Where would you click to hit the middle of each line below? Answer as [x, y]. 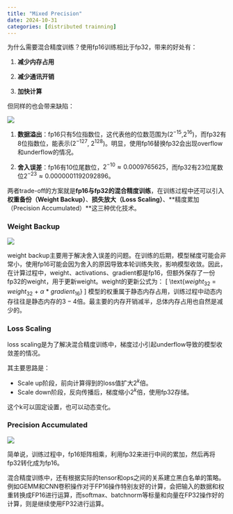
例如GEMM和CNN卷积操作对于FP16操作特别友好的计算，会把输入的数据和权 [116, 486]
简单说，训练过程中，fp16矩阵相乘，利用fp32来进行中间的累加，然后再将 [111, 454]
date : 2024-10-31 [32, 20]
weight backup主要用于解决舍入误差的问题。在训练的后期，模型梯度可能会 [114, 256]
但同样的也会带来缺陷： [41, 106]
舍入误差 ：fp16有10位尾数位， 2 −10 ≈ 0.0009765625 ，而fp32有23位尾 [117, 166]
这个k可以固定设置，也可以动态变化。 [61, 406]
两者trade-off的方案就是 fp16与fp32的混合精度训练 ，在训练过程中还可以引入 [116, 191]
